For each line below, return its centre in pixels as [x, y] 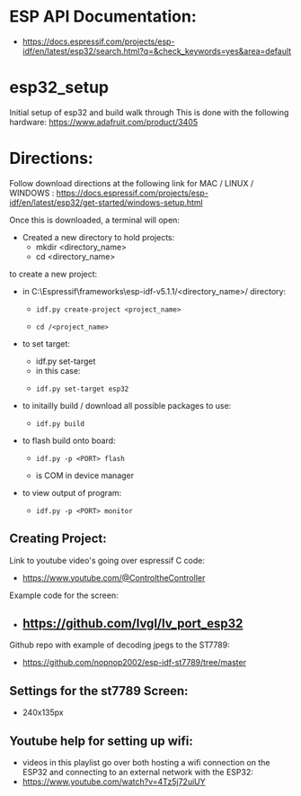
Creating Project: [58, 539]
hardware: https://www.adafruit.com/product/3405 [104, 122]
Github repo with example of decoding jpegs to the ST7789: [120, 645]
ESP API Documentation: [103, 17]
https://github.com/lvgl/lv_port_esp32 [133, 624]
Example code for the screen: [64, 595]
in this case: [58, 370]
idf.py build [60, 424]
